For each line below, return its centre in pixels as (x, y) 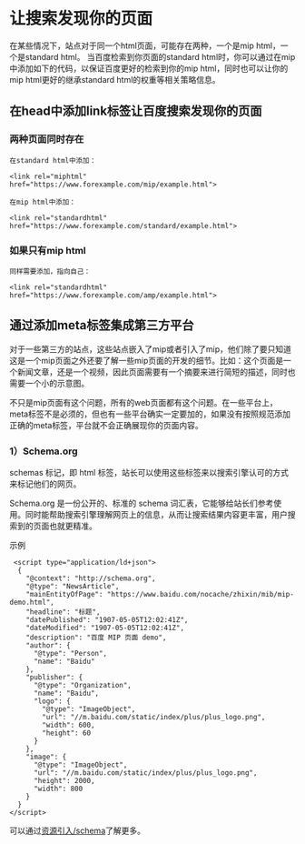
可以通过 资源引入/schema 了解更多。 (77, 831)
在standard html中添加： (53, 160)
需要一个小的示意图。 (49, 383)
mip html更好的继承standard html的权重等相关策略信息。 (115, 79)
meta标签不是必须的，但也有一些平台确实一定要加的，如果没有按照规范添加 (150, 414)
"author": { (48, 646)
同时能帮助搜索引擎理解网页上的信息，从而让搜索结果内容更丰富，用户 (156, 515)
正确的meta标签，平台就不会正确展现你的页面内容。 (106, 425)
